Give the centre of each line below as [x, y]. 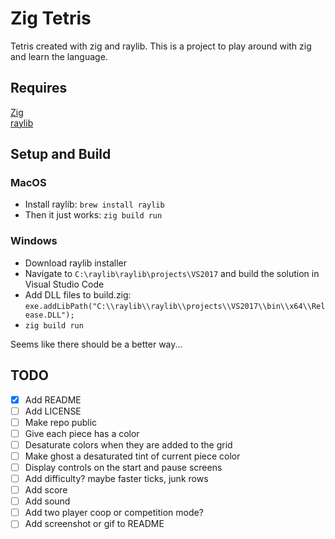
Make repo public [61, 422]
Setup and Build [61, 154]
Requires [39, 88]
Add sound [47, 501]
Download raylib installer [75, 263]
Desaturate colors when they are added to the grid [128, 444]
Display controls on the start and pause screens [123, 467]
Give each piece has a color [82, 433]
